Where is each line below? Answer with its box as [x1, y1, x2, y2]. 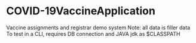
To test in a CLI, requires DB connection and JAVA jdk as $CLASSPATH [6, 30, 180, 37]
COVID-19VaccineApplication [6, 4, 155, 18]
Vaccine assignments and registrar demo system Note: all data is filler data [6, 24, 191, 31]
